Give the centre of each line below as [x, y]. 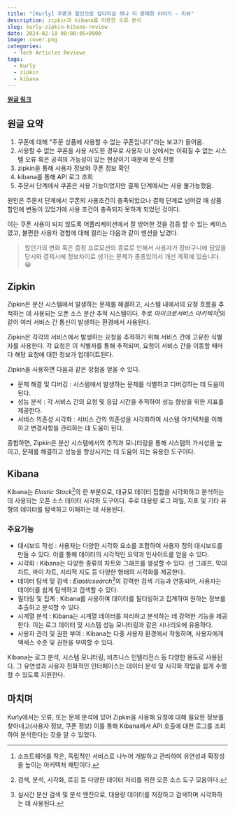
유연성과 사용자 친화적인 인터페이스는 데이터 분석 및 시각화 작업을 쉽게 [119, 666]
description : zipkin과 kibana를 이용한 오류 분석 [74, 20]
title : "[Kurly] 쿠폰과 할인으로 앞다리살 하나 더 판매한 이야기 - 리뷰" [101, 14]
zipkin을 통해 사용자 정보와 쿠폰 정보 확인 [73, 168]
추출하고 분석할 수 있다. [49, 608]
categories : [24, 46]
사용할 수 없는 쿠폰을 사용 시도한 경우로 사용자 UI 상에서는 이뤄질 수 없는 [115, 150]
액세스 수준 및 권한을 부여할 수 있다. [66, 643]
